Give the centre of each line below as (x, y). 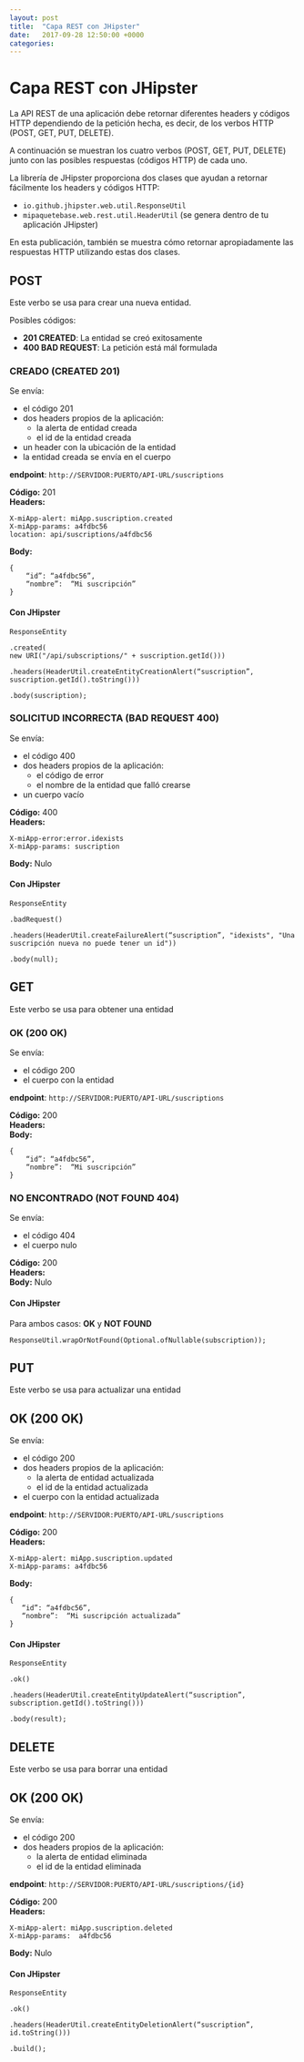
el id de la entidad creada (84, 437)
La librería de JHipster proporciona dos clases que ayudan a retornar (139, 178)
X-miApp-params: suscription (65, 846)
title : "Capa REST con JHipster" (75, 26)
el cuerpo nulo (50, 1246)
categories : (32, 43)
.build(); (28, 2049)
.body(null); (34, 959)
